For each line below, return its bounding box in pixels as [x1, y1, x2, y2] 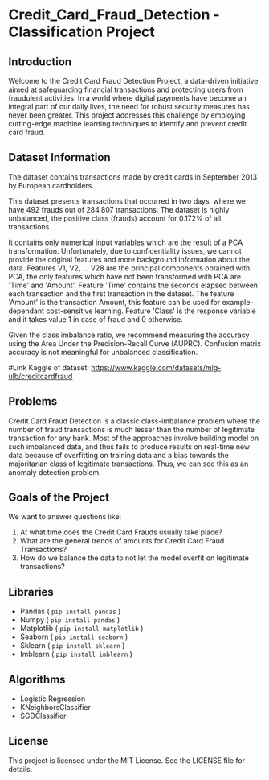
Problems [8, 394, 58, 408]
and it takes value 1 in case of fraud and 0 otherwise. [8, 314, 183, 324]
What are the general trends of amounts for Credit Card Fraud [19, 536, 225, 546]
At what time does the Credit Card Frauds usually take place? [19, 527, 222, 537]
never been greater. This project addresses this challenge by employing [8, 110, 246, 120]
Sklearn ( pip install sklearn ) [19, 641, 125, 650]
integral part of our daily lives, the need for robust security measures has [8, 102, 251, 111]
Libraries [8, 585, 54, 599]
